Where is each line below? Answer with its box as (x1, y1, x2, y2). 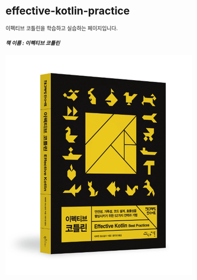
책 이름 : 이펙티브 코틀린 (5, 39, 60, 46)
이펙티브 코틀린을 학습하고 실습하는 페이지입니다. (5, 24, 118, 31)
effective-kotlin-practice (5, 4, 130, 18)
